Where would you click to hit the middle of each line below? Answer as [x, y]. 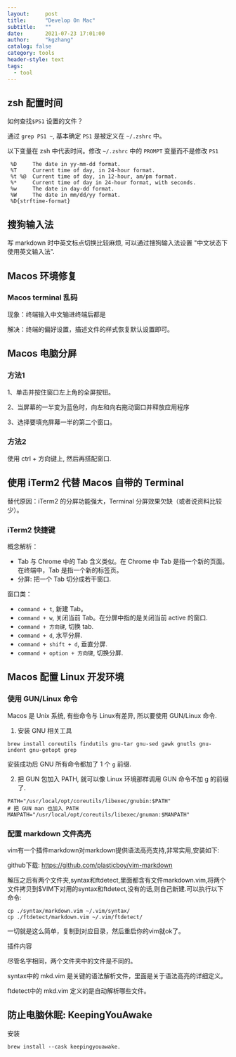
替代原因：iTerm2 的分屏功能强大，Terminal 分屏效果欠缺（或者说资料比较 [115, 501]
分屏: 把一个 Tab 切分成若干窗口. [64, 579]
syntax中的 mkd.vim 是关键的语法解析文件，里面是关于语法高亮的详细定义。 [117, 975]
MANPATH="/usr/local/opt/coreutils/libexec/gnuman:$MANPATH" [99, 814]
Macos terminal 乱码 [42, 297]
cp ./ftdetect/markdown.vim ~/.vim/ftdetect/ [75, 917]
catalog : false [29, 46]
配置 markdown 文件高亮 [49, 833]
